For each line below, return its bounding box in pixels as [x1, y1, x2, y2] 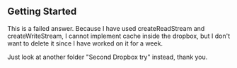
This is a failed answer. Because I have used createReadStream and [7, 24, 205, 32]
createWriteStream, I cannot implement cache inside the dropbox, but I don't [7, 32, 231, 40]
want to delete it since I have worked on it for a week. [7, 39, 163, 48]
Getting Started [7, 6, 77, 18]
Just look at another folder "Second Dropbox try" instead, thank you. [7, 53, 208, 61]
